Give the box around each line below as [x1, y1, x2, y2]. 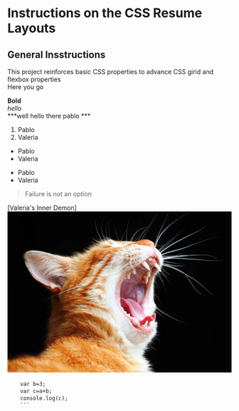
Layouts [7, 20, 56, 36]
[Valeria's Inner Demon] [7, 203, 77, 212]
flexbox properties [7, 75, 62, 83]
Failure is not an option [24, 190, 92, 198]
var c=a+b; [20, 387, 53, 395]
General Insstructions [7, 49, 106, 61]
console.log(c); [20, 395, 69, 402]
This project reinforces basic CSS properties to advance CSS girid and [7, 68, 214, 76]
